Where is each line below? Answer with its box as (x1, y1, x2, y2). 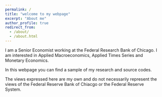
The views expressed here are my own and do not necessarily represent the (5, 76, 157, 82)
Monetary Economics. (5, 57, 49, 63)
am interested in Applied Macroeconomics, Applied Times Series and (5, 52, 143, 58)
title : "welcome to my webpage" (5, 12, 70, 16)
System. (5, 86, 22, 92)
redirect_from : (5, 25, 36, 30)
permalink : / (5, 7, 32, 12)
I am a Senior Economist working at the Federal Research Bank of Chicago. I (5, 47, 158, 53)
